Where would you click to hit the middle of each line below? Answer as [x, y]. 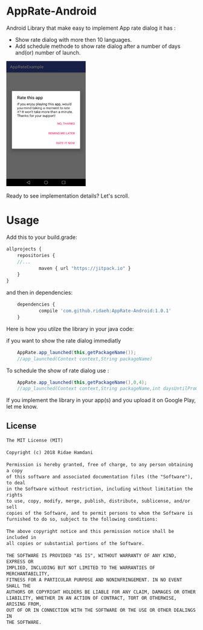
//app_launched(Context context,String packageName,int [89, 389]
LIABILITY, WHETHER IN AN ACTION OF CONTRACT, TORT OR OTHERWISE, [92, 598]
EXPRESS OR [20, 562]
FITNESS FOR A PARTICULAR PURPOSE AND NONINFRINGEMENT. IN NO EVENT [94, 580]
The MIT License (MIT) [35, 441]
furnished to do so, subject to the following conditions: [82, 520]
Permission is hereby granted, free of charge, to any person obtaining [100, 465]
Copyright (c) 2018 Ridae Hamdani [50, 453]
